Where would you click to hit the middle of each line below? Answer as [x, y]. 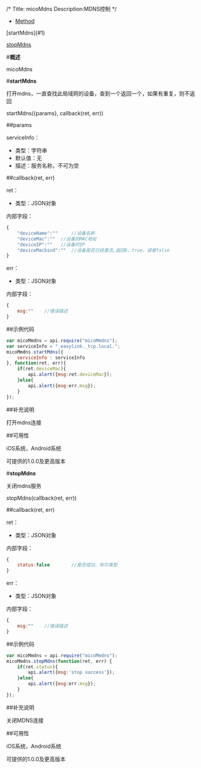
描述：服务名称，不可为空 [47, 165]
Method [25, 21]
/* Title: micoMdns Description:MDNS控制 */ [61, 9]
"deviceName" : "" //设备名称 [56, 233]
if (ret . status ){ [38, 667]
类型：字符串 [31, 150]
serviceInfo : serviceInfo [51, 358]
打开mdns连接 [24, 422]
